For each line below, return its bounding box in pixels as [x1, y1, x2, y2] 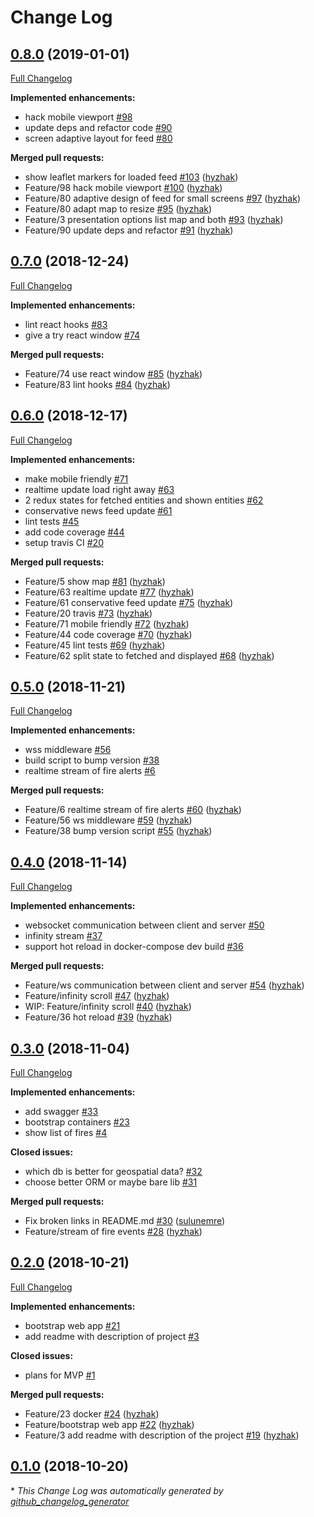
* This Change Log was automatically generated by [10, 1484, 224, 1496]
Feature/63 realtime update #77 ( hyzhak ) [24, 586, 195, 598]
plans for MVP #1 [24, 1369, 96, 1381]
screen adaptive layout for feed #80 [24, 132, 173, 144]
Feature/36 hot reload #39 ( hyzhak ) [24, 1011, 173, 1023]
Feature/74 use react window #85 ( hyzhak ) [24, 367, 203, 380]
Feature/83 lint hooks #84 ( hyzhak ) [24, 378, 171, 390]
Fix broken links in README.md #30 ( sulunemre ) [24, 1215, 226, 1227]
